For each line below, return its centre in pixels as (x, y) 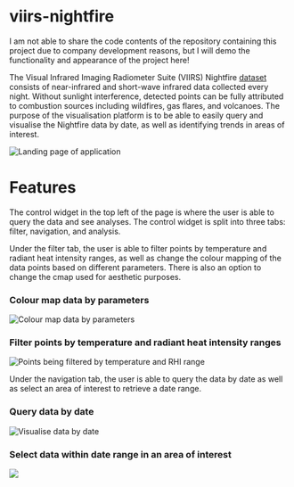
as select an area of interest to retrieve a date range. (106, 389)
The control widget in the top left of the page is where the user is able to (142, 212)
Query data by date (52, 412)
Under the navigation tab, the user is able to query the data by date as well (146, 379)
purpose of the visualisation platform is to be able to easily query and (136, 115)
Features (43, 188)
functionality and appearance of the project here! (99, 60)
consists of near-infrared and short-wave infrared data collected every (139, 87)
